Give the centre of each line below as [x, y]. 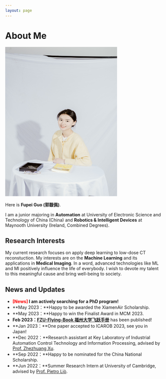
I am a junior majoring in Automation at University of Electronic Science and [83, 214]
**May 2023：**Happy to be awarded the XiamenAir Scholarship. [81, 307]
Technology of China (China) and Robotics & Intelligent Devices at [74, 220]
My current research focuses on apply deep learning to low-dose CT [76, 253]
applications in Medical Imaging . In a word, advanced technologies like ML [82, 263]
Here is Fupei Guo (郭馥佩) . [33, 204]
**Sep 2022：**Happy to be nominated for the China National [77, 354]
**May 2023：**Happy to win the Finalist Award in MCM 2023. [78, 314]
